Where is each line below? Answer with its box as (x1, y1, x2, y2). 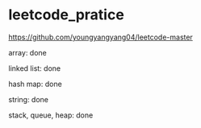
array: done (8, 47, 47, 57)
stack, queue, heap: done (8, 110, 94, 120)
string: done (8, 94, 48, 104)
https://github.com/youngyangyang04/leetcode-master (8, 32, 194, 42)
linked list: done (8, 63, 61, 73)
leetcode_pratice (8, 6, 125, 24)
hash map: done (8, 79, 62, 89)
